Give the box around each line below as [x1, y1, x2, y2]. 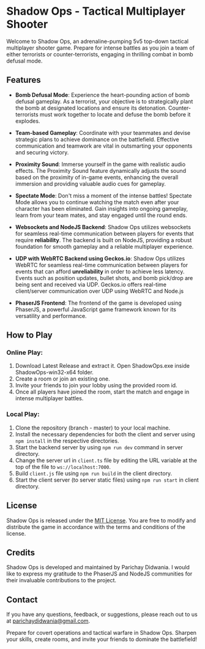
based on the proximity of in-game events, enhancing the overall [15, 173, 179, 181]
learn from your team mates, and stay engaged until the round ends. [15, 211, 188, 219]
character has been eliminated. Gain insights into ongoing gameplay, [15, 205, 188, 212]
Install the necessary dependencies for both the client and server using [15, 430, 195, 438]
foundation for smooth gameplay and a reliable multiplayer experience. [15, 243, 194, 250]
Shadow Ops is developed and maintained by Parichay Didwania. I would [6, 564, 190, 571]
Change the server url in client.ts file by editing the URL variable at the [15, 457, 198, 464]
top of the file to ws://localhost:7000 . [15, 463, 111, 470]
